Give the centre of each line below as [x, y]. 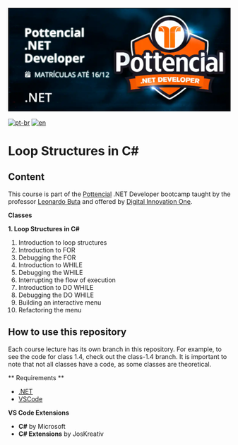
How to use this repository [67, 332]
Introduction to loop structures [63, 242]
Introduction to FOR [47, 250]
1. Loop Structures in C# [44, 228]
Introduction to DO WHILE [56, 287]
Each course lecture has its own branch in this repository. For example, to [115, 349]
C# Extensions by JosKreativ [61, 434]
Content [26, 177]
